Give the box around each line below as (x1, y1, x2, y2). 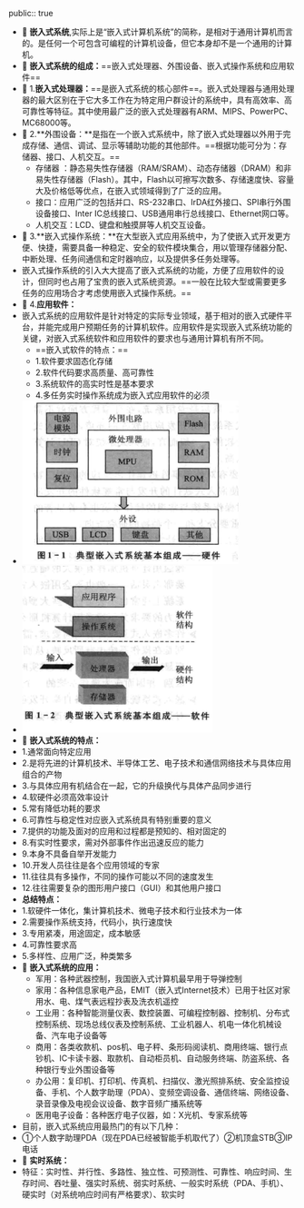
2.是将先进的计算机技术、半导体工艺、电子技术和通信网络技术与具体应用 (21, 757, 292, 768)
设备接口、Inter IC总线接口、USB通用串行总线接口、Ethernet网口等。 (34, 208, 294, 219)
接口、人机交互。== (45, 152, 121, 162)
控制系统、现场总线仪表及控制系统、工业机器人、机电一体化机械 (34, 1019, 274, 1029)
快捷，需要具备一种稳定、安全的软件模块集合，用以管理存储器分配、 (37, 243, 292, 252)
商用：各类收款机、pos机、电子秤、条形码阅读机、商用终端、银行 (34, 1042, 280, 1052)
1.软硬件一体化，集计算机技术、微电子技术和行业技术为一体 (21, 906, 242, 916)
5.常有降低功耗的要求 (21, 803, 101, 814)
